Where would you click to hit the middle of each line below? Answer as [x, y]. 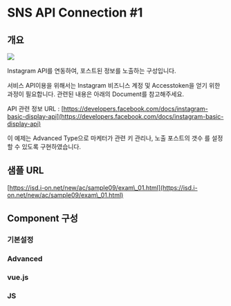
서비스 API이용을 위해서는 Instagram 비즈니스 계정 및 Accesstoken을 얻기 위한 [114, 85]
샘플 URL [26, 171]
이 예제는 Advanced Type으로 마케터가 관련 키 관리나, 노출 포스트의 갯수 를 [109, 138]
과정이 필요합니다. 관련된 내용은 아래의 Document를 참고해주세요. [96, 94]
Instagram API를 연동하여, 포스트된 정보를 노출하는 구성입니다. [92, 71]
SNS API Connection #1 [75, 13]
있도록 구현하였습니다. [52, 147]
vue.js [18, 277]
